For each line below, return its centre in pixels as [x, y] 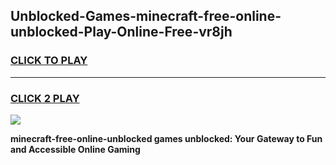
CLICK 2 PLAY [45, 98]
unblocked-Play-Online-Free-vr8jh [121, 32]
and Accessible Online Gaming [75, 149]
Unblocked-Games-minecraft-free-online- [146, 16]
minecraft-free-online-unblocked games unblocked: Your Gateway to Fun [166, 138]
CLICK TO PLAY [49, 61]
